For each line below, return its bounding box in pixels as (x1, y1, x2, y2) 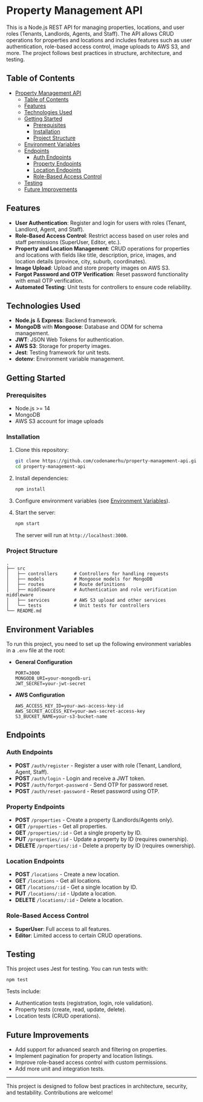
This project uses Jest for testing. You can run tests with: (6, 965, 148, 973)
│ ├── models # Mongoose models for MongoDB (6, 576, 153, 582)
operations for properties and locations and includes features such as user (6, 36, 192, 43)
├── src (6, 565, 26, 572)
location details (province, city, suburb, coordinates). (14, 257, 147, 265)
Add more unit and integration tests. (14, 1065, 105, 1072)
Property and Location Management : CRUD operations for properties (14, 245, 190, 252)
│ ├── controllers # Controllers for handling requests (6, 571, 169, 577)
